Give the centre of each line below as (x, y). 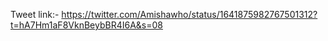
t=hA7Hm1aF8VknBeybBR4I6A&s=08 (86, 25)
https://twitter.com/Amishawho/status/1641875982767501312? (189, 14)
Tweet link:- (35, 14)
